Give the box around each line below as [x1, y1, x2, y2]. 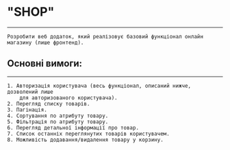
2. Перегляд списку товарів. [7, 100, 90, 107]
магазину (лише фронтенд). [7, 39, 84, 46]
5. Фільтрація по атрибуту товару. [7, 118, 109, 125]
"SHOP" [7, 4, 55, 20]
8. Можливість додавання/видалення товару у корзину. [7, 136, 164, 143]
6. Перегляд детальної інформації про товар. [7, 124, 139, 131]
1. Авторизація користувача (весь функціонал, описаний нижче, [7, 82, 192, 89]
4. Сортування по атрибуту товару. [7, 112, 109, 119]
